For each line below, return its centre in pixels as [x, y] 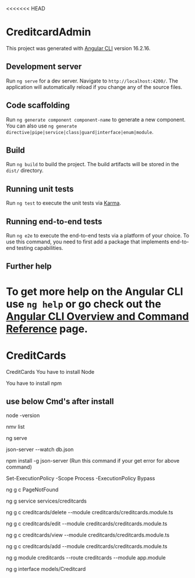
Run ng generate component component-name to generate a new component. [96, 119]
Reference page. [47, 328]
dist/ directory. [25, 171]
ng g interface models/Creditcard [46, 569]
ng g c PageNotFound [32, 490]
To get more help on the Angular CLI [95, 291]
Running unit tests [40, 189]
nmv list [15, 427]
